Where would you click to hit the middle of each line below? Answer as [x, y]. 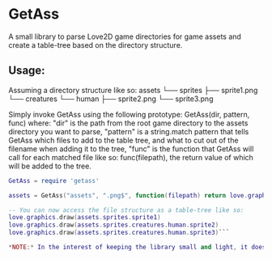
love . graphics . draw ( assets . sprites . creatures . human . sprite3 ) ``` [119, 233]
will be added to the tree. [50, 166]
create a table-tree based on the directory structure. [96, 45]
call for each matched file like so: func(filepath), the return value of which [131, 157]
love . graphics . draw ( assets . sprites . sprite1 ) [85, 218]
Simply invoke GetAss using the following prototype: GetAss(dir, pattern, [129, 114]
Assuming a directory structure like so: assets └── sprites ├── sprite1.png [133, 90]
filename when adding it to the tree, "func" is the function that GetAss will [131, 149]
